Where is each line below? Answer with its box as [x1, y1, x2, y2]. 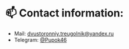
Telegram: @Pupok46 [14, 36, 67, 43]
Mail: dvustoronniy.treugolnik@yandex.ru [14, 30, 114, 37]
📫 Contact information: [5, 6, 124, 20]
